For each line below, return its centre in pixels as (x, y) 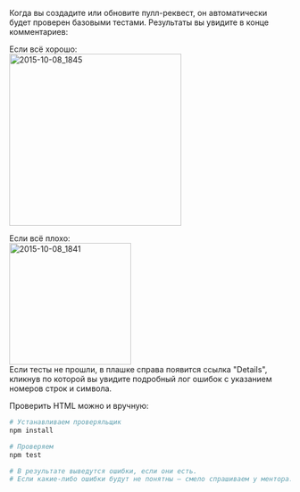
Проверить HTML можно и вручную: (79, 406)
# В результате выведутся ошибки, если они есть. (104, 471)
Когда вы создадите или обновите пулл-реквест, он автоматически (138, 13)
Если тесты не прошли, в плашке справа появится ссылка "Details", (138, 369)
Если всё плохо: (40, 238)
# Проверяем (31, 446)
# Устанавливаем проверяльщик (66, 422)
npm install (31, 430)
